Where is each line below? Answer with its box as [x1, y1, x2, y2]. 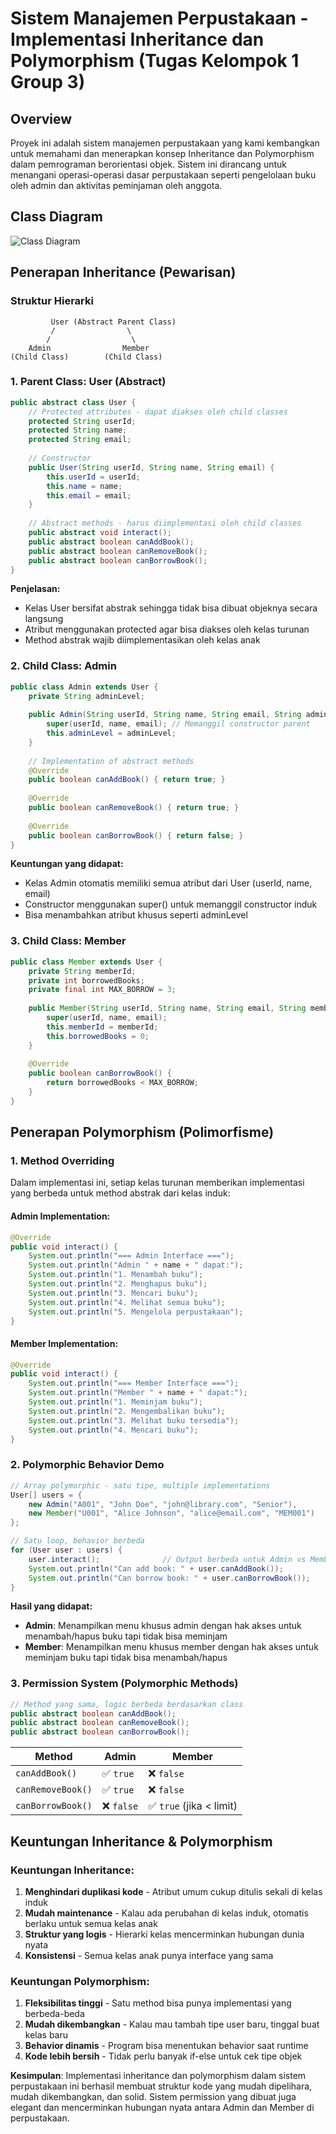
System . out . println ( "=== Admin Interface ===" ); [28, 1251, 235, 1261]
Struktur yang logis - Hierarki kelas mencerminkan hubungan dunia [24, 1928, 305, 1940]
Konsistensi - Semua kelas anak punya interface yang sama [24, 1949, 274, 1961]
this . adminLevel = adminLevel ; [46, 728, 177, 739]
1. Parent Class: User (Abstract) [10, 375, 167, 389]
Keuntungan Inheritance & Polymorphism [10, 1833, 273, 1850]
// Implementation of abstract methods [28, 756, 195, 766]
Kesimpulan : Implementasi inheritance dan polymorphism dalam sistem [10, 2070, 307, 2082]
